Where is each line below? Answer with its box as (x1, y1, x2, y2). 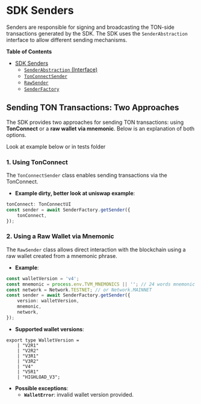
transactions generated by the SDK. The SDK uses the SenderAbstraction (6, 29, 188, 37)
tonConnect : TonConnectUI (6, 201, 71, 207)
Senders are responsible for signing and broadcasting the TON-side (6, 23, 175, 31)
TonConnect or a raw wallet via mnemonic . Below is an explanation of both (6, 124, 195, 132)
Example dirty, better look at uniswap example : (14, 190, 135, 197)
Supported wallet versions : (14, 325, 84, 332)
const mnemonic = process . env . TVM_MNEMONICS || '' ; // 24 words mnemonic (6, 281, 196, 287)
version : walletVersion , (17, 298, 79, 304)
